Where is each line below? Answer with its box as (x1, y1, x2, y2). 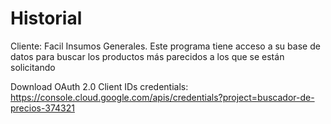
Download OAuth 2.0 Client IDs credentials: (10, 80, 189, 92)
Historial (10, 7, 83, 30)
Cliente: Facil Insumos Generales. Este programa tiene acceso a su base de (10, 40, 321, 52)
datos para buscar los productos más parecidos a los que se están (10, 50, 285, 62)
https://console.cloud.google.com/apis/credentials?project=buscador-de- (10, 91, 315, 103)
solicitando (10, 61, 56, 73)
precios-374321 (10, 102, 75, 114)
